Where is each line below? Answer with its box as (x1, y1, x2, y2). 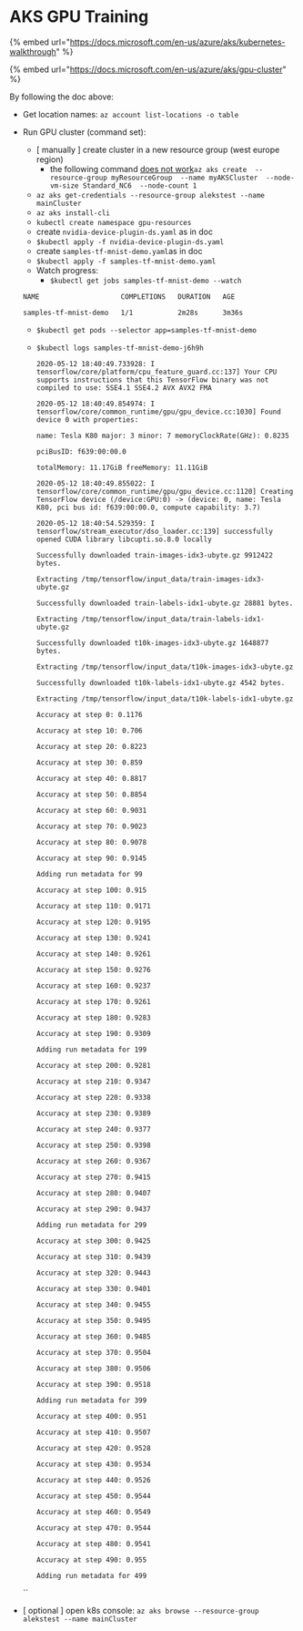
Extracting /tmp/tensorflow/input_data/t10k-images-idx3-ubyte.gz (35, 662, 294, 672)
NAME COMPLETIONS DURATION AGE (22, 292, 236, 302)
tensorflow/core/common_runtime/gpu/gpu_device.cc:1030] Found (35, 407, 282, 416)
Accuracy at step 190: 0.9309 (35, 1029, 152, 1038)
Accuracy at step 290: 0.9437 (35, 1205, 152, 1214)
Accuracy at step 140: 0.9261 (35, 949, 152, 959)
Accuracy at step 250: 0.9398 (35, 1141, 152, 1150)
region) (35, 153, 64, 165)
